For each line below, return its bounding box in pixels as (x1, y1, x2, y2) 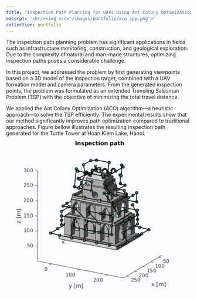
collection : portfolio (6, 22, 62, 28)
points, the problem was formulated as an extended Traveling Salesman (6, 87, 179, 94)
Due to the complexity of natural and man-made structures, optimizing (6, 51, 176, 58)
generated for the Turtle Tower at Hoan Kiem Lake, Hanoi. (6, 130, 145, 137)
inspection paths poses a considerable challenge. (6, 57, 126, 64)
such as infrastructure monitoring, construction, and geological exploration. (6, 45, 189, 52)
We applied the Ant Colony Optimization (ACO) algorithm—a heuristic (6, 105, 174, 112)
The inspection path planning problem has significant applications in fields (6, 39, 186, 46)
